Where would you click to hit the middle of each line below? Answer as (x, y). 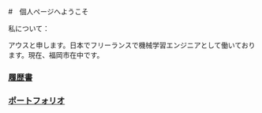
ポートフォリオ (37, 100)
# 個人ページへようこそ (49, 11)
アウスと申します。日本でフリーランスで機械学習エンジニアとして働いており (132, 45)
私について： (29, 28)
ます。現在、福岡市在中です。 (56, 55)
